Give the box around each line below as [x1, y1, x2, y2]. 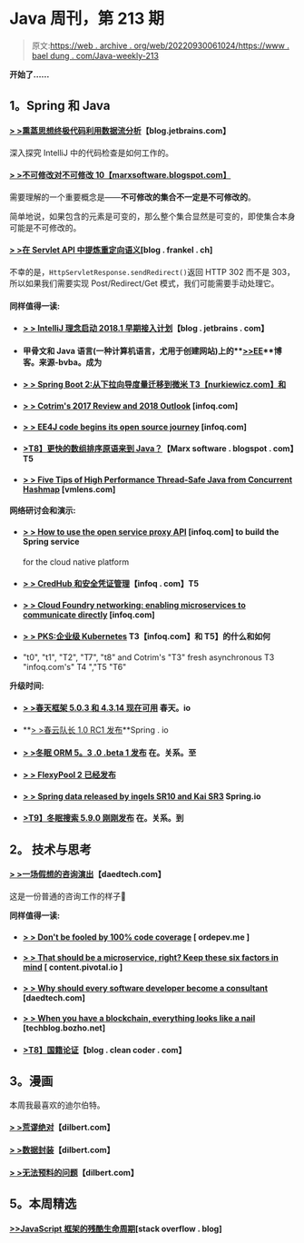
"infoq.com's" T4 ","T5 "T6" [22, 661, 127, 672]
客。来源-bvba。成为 [22, 356, 103, 368]
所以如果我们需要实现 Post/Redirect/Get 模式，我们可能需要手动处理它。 [9, 278, 279, 289]
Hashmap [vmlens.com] [22, 483, 116, 495]
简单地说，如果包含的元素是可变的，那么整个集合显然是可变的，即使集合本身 [9, 211, 296, 222]
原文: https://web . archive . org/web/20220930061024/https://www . [31, 40, 290, 51]
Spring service [22, 536, 80, 547]
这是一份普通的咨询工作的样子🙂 [9, 891, 127, 902]
